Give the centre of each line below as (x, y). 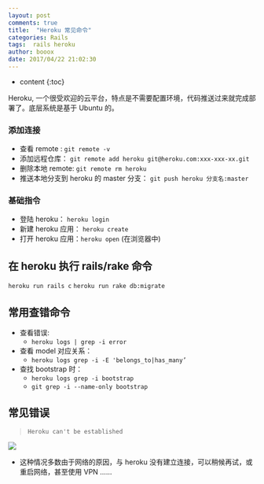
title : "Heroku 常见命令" (50, 30)
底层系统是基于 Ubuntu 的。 (74, 108)
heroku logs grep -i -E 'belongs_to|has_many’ (109, 360)
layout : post (29, 15)
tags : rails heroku (42, 45)
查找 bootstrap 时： (51, 369)
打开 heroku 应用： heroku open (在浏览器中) (90, 239)
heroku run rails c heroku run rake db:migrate (86, 286)
